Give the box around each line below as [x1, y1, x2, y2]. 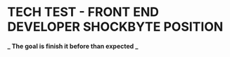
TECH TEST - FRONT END [7, 4, 160, 20]
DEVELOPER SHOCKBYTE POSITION [7, 19, 224, 35]
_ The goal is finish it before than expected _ [7, 42, 139, 50]
